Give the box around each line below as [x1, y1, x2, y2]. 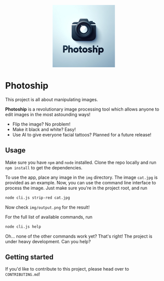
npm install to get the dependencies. [5, 164, 83, 170]
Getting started [5, 253, 54, 261]
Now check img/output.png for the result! [5, 204, 90, 210]
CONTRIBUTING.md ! [5, 272, 40, 278]
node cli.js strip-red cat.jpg [5, 195, 70, 200]
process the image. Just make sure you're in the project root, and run [5, 185, 148, 191]
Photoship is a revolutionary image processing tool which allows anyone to [5, 106, 160, 112]
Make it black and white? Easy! [12, 126, 76, 132]
